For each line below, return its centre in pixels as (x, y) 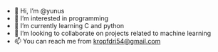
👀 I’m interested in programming (61, 18)
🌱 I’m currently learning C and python (69, 26)
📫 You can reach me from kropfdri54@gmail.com (87, 41)
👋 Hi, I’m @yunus (39, 11)
